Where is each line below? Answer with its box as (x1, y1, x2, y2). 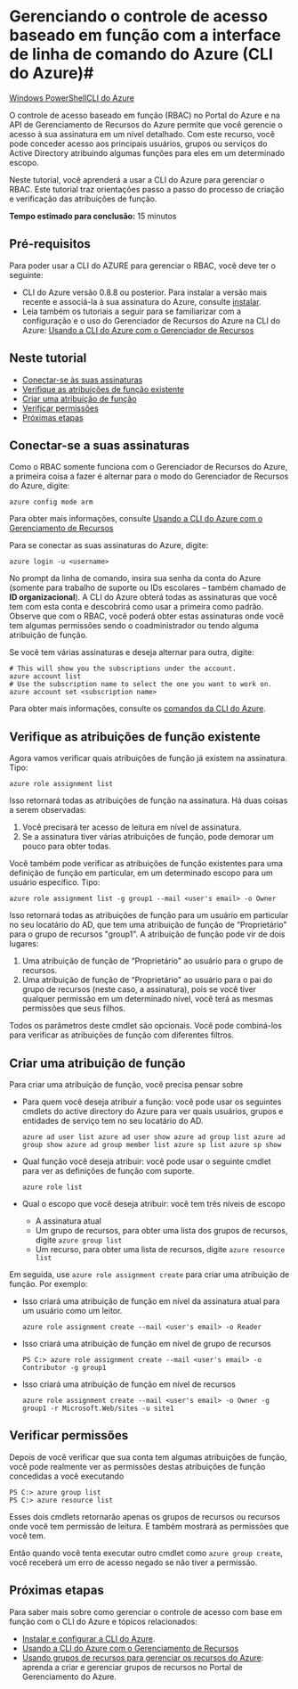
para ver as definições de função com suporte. (21, 1166, 195, 1176)
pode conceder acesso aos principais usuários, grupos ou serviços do (9, 138, 268, 149)
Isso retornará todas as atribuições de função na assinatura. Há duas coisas (9, 795, 288, 806)
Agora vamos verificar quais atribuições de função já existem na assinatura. (9, 753, 287, 764)
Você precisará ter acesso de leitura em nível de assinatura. (21, 822, 242, 832)
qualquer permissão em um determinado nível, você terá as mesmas (21, 994, 274, 1004)
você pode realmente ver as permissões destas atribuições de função (9, 1461, 266, 1472)
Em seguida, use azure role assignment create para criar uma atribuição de (9, 1269, 290, 1280)
